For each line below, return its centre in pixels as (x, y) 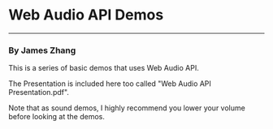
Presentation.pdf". (39, 92)
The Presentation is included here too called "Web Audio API (110, 84)
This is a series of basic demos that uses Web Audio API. (104, 68)
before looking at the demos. (57, 117)
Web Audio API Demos (86, 15)
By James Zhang (42, 50)
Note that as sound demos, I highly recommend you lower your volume (127, 108)
